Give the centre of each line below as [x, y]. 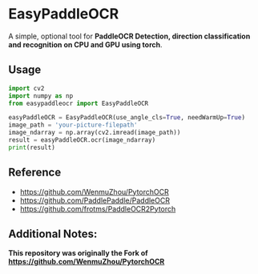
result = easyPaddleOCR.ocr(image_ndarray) [82, 140]
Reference [35, 173]
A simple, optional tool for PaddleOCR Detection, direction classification [129, 36]
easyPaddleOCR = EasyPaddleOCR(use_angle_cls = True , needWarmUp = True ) [127, 118]
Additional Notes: [53, 234]
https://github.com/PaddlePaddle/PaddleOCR [95, 200]
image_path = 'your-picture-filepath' [73, 125]
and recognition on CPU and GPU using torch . [85, 44]
